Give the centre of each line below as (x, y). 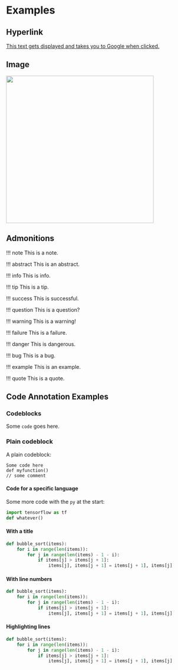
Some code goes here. (33, 426)
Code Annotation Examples (57, 397)
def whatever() (25, 518)
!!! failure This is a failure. (37, 332)
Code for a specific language (42, 489)
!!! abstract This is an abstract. (43, 264)
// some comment (26, 476)
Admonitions (30, 238)
